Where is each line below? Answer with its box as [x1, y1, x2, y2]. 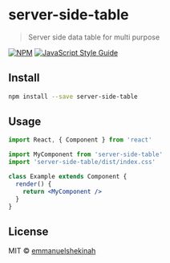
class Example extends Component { [8, 173, 127, 181]
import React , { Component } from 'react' [8, 136, 152, 144]
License [8, 224, 49, 238]
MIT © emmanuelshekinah [8, 246, 96, 256]
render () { [15, 179, 52, 188]
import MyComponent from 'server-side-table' [8, 150, 163, 158]
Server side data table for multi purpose [27, 32, 160, 42]
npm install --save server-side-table [8, 92, 138, 101]
